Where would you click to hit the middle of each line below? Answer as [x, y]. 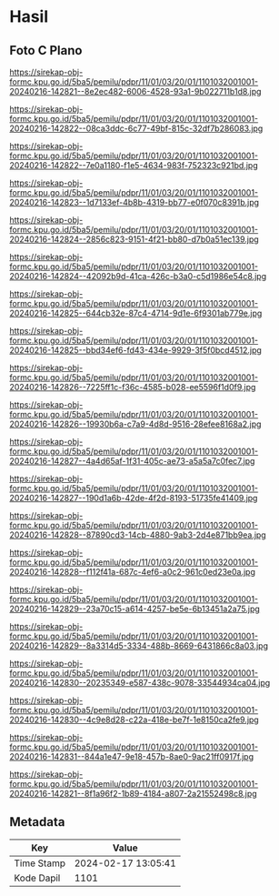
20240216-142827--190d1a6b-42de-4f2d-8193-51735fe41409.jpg [134, 498]
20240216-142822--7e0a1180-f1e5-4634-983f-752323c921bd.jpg [134, 165]
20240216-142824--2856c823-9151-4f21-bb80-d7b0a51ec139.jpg [134, 239]
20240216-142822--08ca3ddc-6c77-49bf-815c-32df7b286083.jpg [136, 128]
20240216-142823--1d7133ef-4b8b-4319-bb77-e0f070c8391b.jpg [135, 202]
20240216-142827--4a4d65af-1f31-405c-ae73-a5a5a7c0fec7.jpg [132, 461]
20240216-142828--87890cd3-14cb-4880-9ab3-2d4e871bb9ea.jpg [138, 535]
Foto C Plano [46, 50]
